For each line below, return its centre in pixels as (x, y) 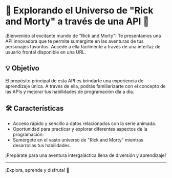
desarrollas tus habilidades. (42, 145)
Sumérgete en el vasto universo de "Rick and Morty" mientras (78, 140)
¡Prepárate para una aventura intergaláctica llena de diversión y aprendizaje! (86, 155)
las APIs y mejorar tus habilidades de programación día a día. (70, 92)
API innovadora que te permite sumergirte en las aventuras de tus (74, 41)
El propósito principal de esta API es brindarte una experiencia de (74, 81)
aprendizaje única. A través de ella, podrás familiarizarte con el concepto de (86, 86)
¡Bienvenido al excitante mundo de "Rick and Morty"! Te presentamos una (83, 35)
